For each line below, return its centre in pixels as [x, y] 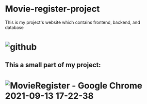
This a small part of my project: [53, 65]
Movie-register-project [52, 9]
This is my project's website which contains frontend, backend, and [73, 22]
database [15, 27]
